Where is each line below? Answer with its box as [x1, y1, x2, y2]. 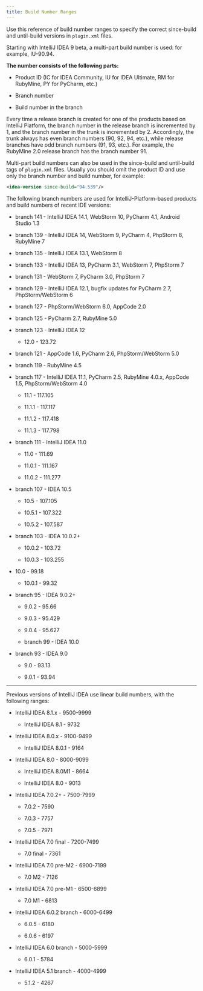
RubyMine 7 [14, 238, 45, 245]
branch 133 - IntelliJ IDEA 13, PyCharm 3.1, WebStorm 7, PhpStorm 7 [14, 261, 184, 269]
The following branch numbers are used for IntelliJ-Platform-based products [6, 195, 197, 202]
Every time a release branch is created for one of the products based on [6, 115, 186, 122]
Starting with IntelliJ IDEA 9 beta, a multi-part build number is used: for [6, 44, 182, 51]
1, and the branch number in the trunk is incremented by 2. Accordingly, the [6, 128, 195, 135]
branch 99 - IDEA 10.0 [24, 638, 80, 646]
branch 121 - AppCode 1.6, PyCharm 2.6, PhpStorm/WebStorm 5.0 [14, 350, 179, 357]
